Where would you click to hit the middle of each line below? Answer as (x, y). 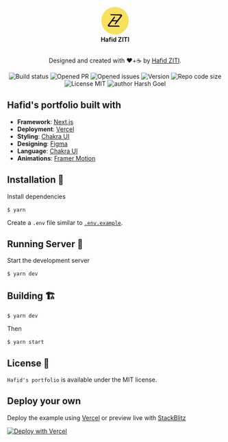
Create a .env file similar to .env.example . (65, 222)
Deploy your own (44, 401)
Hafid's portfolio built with (64, 105)
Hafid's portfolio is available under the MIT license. (82, 380)
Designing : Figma (42, 143)
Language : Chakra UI (47, 151)
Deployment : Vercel (46, 129)
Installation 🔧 (36, 180)
